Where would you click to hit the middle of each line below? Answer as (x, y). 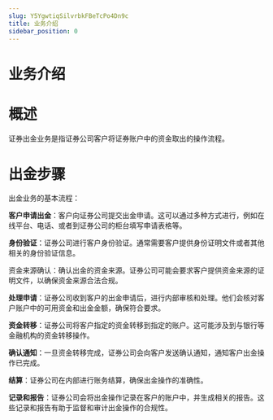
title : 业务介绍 (33, 24)
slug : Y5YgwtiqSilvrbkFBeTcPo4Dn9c (69, 16)
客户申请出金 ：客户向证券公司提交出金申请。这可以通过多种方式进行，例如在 (136, 216)
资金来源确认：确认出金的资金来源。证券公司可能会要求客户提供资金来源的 (133, 270)
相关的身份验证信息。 (44, 253)
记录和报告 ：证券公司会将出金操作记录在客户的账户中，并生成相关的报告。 (133, 398)
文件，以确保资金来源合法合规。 (69, 281)
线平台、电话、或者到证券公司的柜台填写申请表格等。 (97, 225)
